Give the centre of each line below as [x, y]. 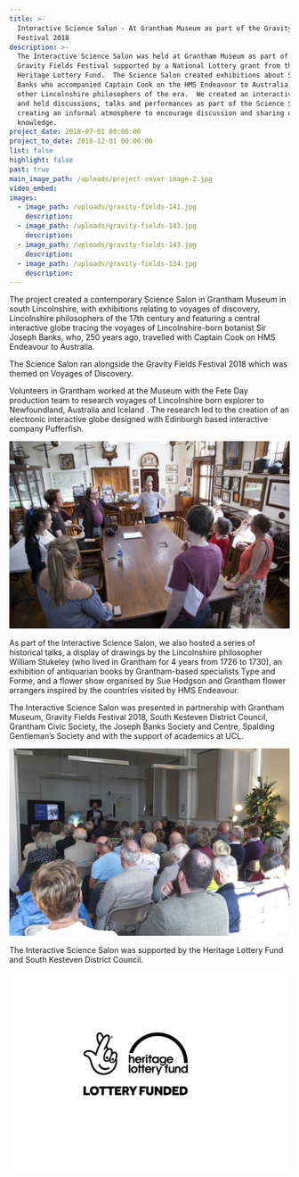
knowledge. [37, 122]
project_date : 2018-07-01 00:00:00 [75, 132]
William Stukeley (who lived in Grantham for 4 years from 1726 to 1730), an [146, 661]
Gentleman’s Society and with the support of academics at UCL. [127, 735]
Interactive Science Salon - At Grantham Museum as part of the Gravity [155, 28]
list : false [31, 151]
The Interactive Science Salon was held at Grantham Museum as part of [153, 57]
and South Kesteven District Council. [77, 959]
